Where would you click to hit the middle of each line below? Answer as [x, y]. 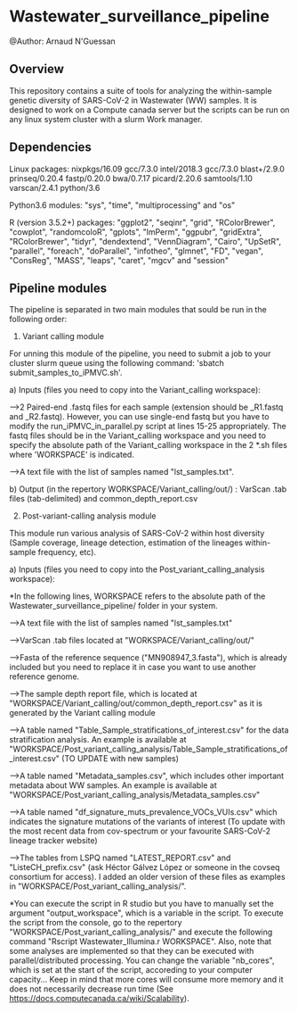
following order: [38, 319]
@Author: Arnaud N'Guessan [62, 41]
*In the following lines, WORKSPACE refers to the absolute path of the [137, 596]
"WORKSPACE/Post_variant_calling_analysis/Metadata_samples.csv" [135, 795]
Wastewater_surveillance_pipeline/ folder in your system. [113, 606]
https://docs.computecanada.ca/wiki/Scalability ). [99, 999]
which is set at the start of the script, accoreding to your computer [131, 970]
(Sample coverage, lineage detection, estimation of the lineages [126, 543]
